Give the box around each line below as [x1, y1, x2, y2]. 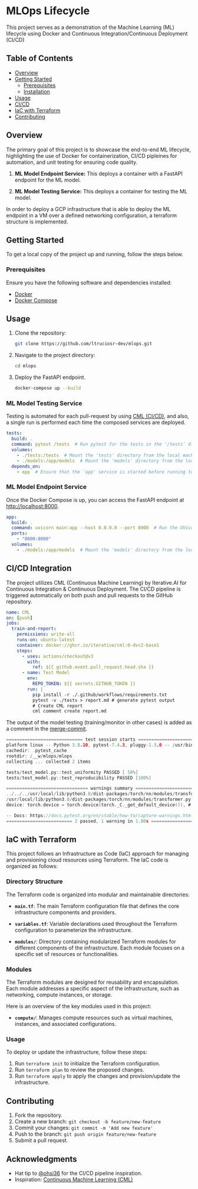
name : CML [6, 609, 31, 615]
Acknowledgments [6, 1154, 78, 1164]
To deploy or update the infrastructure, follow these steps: [6, 1048, 147, 1056]
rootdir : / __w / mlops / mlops [6, 753, 72, 759]
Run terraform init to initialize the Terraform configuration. [14, 1060, 160, 1067]
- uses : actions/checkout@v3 [21, 653, 94, 659]
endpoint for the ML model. [14, 176, 81, 183]
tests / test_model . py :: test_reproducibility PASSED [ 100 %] [6, 775, 151, 781]
